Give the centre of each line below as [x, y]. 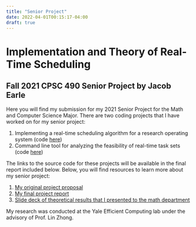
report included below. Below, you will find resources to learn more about [95, 170]
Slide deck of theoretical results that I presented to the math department [102, 200]
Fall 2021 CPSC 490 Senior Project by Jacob [89, 86]
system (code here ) [38, 140]
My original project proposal [49, 187]
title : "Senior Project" [36, 11]
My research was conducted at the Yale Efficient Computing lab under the [96, 211]
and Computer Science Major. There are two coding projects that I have [93, 116]
